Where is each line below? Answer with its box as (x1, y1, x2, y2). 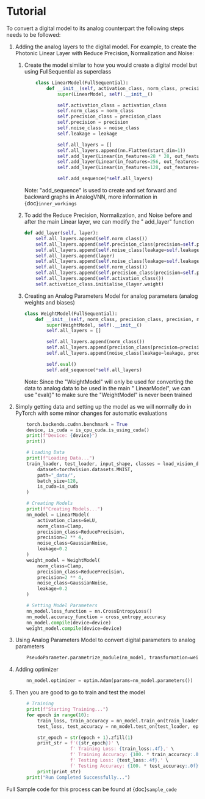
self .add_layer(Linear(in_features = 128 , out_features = (57, 164, 200, 171)
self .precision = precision (57, 119, 129, 126)
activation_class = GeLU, (37, 517, 98, 523)
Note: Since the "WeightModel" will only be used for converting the (24, 378, 193, 385)
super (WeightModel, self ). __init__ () (46, 322, 142, 328)
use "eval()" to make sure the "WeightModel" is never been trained (24, 391, 192, 398)
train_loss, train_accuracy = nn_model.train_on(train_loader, (37, 718, 201, 724)
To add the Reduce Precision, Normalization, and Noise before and (24, 211, 192, 219)
